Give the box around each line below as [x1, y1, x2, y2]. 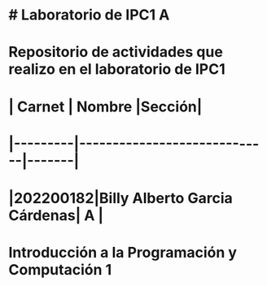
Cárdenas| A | [8, 206, 104, 224]
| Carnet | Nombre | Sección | [8, 97, 203, 115]
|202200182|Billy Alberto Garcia [8, 188, 234, 207]
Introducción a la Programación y [8, 244, 238, 262]
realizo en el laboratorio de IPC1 [8, 60, 225, 79]
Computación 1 [8, 261, 112, 279]
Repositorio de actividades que [8, 43, 224, 62]
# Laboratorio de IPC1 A [8, 6, 170, 24]
